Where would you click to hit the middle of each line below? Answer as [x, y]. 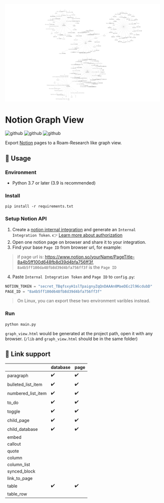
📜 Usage [18, 158]
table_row [17, 494]
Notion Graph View [45, 120]
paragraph [18, 375]
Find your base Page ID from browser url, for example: [67, 247]
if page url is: [30, 257]
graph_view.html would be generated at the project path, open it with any [79, 333]
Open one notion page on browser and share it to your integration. [79, 242]
